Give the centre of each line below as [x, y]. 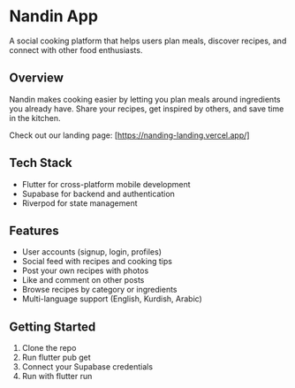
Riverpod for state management [80, 203]
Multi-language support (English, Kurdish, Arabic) [112, 299]
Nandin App [54, 16]
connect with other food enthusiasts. [76, 49]
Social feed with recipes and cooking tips [97, 262]
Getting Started [53, 327]
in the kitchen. [35, 118]
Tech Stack [41, 163]
